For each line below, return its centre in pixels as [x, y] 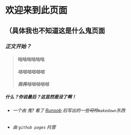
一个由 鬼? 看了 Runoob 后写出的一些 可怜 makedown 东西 [69, 110]
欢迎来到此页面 [36, 10]
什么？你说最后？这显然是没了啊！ [41, 97]
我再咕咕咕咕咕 [33, 84]
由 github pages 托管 [34, 127]
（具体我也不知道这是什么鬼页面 [55, 31]
